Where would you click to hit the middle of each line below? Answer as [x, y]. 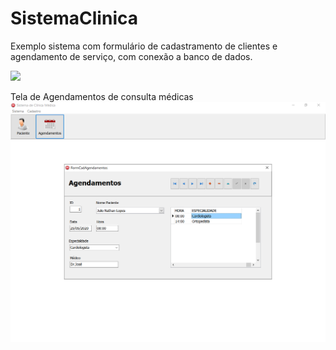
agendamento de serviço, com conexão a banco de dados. [131, 56]
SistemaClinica [74, 18]
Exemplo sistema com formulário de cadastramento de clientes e [144, 46]
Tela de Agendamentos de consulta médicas [102, 96]
